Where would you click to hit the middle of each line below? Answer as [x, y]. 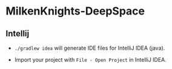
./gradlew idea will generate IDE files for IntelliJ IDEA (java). [90, 48]
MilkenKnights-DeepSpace [75, 11]
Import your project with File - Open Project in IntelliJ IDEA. [91, 60]
